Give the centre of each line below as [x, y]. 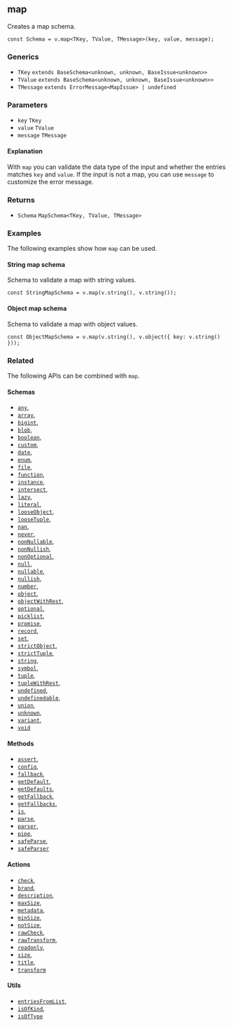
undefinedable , [39, 698]
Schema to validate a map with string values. [72, 280]
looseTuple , [34, 519]
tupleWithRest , [39, 683]
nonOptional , [36, 556]
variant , [29, 720]
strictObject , [37, 646]
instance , [31, 482]
